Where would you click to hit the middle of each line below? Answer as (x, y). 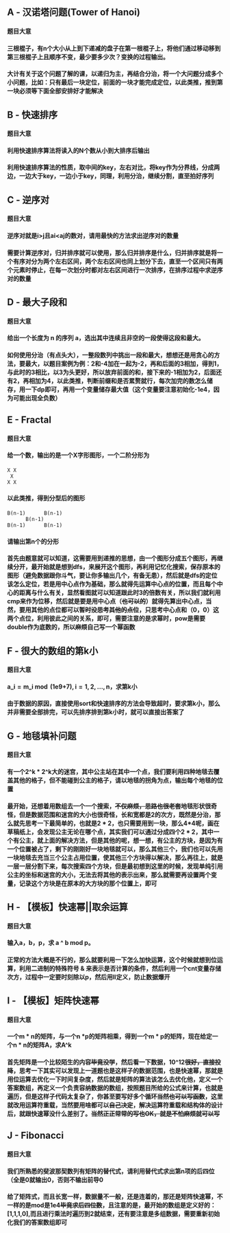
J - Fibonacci (35, 1136)
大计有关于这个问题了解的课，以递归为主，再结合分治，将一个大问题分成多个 (115, 74)
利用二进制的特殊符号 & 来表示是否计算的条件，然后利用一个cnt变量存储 (120, 968)
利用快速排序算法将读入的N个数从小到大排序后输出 (78, 151)
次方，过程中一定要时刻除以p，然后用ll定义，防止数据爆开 (89, 977)
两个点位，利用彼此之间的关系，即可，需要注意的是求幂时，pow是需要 (106, 619)
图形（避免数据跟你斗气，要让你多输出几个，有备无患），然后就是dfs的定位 (112, 575)
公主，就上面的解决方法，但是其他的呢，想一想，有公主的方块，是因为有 (121, 840)
